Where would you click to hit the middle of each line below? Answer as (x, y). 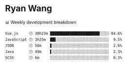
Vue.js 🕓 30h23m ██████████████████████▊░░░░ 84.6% (64, 33)
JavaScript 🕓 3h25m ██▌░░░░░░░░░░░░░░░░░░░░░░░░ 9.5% (64, 39)
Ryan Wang (29, 8)
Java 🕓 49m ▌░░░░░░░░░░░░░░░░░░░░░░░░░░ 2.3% (64, 51)
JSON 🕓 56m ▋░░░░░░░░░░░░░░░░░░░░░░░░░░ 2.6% (64, 46)
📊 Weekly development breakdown (41, 22)
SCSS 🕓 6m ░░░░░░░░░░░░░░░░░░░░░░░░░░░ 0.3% (64, 58)
